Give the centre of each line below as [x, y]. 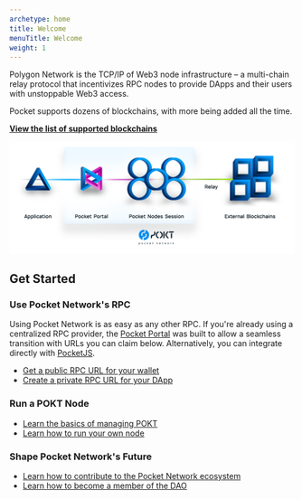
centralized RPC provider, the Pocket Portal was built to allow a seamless [146, 334]
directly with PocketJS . [52, 353]
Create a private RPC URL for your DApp [98, 381]
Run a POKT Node [49, 404]
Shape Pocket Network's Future [80, 457]
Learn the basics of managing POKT [90, 423]
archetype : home [40, 19]
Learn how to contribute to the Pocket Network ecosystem [132, 475]
